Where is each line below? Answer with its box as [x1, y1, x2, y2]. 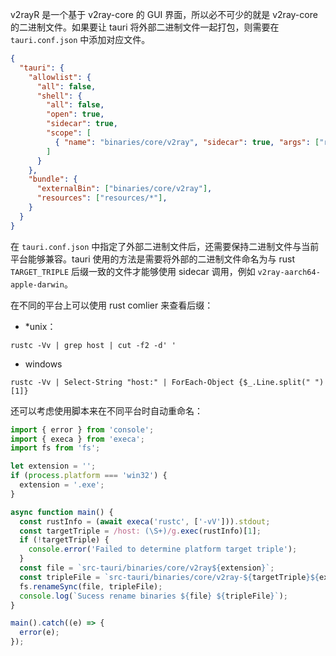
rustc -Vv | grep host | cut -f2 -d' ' [10, 340, 177, 350]
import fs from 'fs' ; [10, 443, 101, 453]
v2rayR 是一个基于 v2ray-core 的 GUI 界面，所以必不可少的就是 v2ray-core [10, 9, 318, 20]
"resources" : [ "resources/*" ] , [36, 193, 168, 203]
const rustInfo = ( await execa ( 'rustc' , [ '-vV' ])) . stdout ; [19, 516, 271, 527]
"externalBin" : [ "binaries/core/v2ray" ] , [36, 184, 213, 194]
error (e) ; [19, 628, 60, 638]
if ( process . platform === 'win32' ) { [10, 471, 168, 481]
